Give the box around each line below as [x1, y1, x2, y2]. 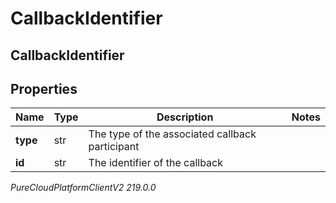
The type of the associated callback [88, 127, 257, 141]
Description [156, 110, 214, 124]
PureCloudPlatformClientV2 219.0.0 [10, 182, 157, 194]
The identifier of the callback [88, 156, 224, 170]
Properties [10, 80, 78, 97]
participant [88, 140, 140, 154]
